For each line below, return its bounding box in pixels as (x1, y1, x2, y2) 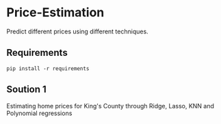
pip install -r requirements (6, 65, 90, 72)
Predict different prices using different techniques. (6, 27, 148, 35)
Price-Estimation (6, 5, 105, 20)
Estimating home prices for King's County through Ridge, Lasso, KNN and (6, 102, 215, 110)
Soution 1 (6, 84, 47, 95)
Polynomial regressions (6, 109, 73, 117)
